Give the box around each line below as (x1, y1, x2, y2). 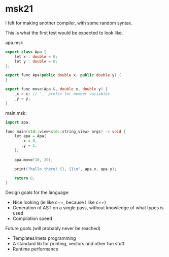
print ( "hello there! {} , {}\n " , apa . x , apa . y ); (14, 166, 117, 172)
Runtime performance (12, 246, 59, 252)
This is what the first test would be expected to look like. (5, 29, 123, 36)
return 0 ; (14, 176, 36, 181)
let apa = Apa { (14, 134, 47, 139)
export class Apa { (5, 49, 47, 54)
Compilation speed (12, 215, 52, 221)
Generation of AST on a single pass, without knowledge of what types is (12, 205, 164, 211)
